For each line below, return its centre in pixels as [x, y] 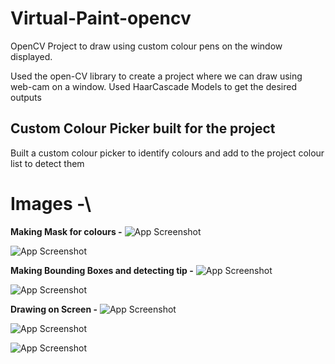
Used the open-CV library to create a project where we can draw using [156, 76]
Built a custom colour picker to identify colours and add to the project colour [167, 153]
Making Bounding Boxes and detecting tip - [102, 270]
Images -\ [51, 203]
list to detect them [47, 163]
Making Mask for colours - [66, 231]
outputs [26, 97]
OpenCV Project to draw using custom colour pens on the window [146, 46]
